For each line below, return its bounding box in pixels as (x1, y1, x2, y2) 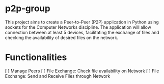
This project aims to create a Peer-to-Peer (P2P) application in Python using (5, 19, 159, 25)
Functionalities (5, 52, 67, 63)
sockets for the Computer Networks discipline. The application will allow (5, 24, 151, 30)
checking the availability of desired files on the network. (5, 35, 119, 41)
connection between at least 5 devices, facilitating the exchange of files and (5, 29, 160, 35)
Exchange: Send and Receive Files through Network (5, 73, 110, 79)
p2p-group (5, 3, 51, 14)
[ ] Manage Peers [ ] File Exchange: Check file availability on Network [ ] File (5, 68, 160, 74)
